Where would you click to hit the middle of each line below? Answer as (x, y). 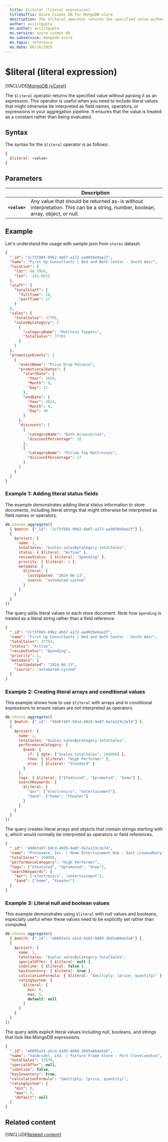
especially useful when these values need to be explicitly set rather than (79, 919)
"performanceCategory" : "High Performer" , (54, 862)
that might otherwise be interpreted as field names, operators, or (72, 106)
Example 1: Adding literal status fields (52, 494)
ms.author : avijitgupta (34, 29)
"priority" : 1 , (25, 656)
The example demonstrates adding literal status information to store (75, 504)
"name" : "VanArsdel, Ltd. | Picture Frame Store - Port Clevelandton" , (86, 1056)
